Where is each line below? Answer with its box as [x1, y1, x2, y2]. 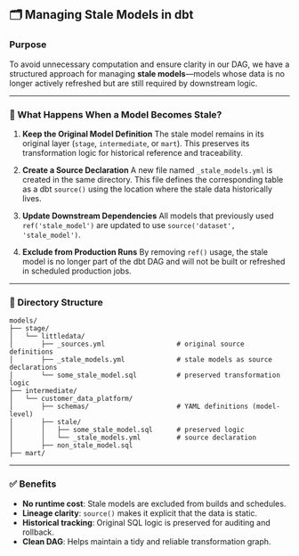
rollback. [21, 527, 55, 537]
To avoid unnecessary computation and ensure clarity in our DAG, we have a [9, 59, 290, 69]
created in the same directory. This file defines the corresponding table [21, 174, 284, 184]
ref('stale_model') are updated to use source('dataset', [21, 219, 236, 230]
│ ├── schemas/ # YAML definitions [9, 402, 249, 412]
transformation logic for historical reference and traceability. [21, 147, 243, 158]
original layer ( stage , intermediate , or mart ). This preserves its [21, 137, 250, 149]
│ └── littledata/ [9, 332, 86, 341]
